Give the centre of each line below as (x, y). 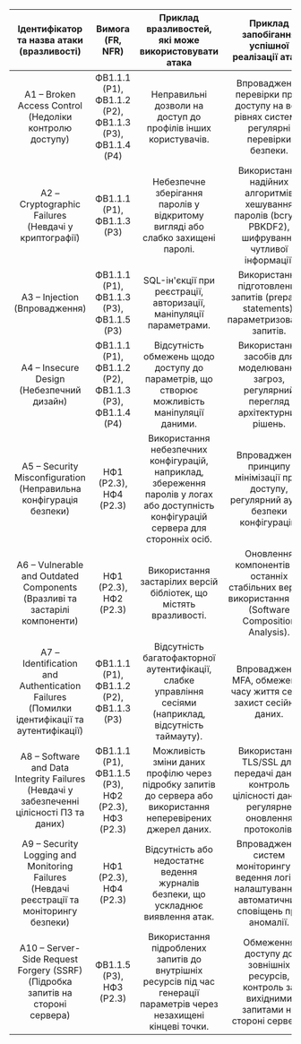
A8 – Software (50, 756)
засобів (260, 356)
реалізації (255, 57)
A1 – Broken (50, 95)
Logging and (50, 855)
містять (179, 604)
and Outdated (50, 576)
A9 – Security (50, 844)
